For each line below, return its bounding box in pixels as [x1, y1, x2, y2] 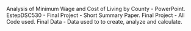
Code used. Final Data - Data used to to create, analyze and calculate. [6, 18, 182, 25]
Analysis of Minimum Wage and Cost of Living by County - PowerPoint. [6, 5, 186, 12]
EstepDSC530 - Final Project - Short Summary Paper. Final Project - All [6, 12, 185, 19]
